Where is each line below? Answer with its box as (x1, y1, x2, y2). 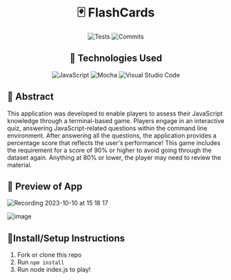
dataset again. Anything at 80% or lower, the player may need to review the (7, 153, 221, 162)
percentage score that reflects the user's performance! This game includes (7, 138, 221, 147)
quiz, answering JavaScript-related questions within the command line (7, 124, 208, 132)
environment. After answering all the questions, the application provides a (7, 131, 217, 140)
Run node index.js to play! (17, 265, 91, 274)
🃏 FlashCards (77, 5, 155, 21)
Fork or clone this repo (17, 251, 82, 259)
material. (7, 160, 32, 169)
